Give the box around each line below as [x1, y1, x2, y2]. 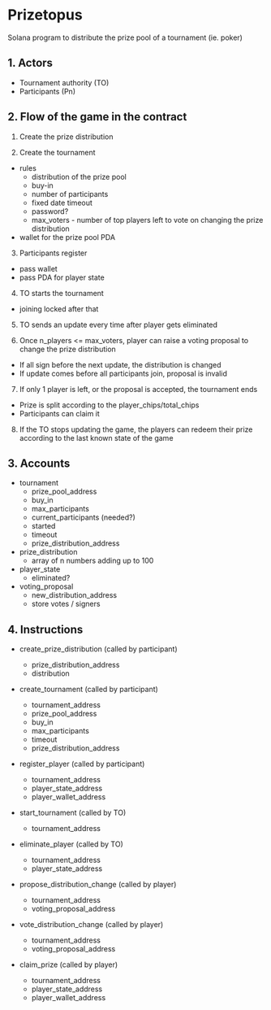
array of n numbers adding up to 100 [31, 555, 154, 566]
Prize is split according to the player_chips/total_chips [19, 400, 200, 410]
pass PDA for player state [19, 272, 105, 282]
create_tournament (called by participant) [19, 685, 159, 694]
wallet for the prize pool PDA [19, 232, 115, 242]
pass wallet [19, 263, 58, 273]
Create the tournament [19, 147, 96, 157]
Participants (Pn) [19, 86, 76, 96]
